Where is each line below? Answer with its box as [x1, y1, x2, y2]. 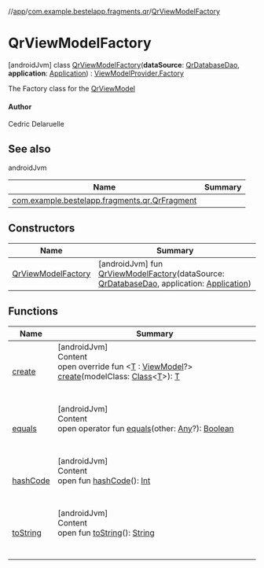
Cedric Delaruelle [8, 120, 64, 129]
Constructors [8, 222, 75, 235]
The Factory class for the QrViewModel [8, 83, 136, 93]
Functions [8, 304, 59, 318]
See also [8, 142, 51, 156]
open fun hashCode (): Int [57, 475, 151, 486]
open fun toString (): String [57, 527, 155, 538]
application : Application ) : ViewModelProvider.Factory [8, 68, 185, 78]
